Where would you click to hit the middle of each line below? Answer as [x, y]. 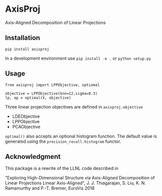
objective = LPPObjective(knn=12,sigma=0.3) [51, 93]
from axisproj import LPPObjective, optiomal [52, 85]
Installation [23, 38]
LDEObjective [26, 116]
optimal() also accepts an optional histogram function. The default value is [81, 136]
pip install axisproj [27, 49]
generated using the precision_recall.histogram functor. [63, 141]
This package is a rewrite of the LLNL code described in [62, 168]
